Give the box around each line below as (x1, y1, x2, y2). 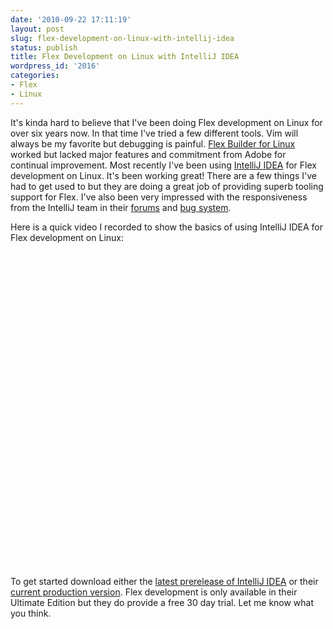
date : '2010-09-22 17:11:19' (10, 14, 132, 25)
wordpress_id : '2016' (10, 61, 101, 71)
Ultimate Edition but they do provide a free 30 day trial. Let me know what (10, 596, 315, 608)
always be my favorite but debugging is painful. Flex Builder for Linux (10, 137, 296, 150)
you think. (10, 607, 52, 619)
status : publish (10, 42, 78, 53)
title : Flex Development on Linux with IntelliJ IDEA (10, 52, 240, 62)
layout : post (10, 24, 65, 34)
